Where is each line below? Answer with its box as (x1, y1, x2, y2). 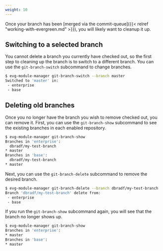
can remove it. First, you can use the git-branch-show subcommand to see (5, 119, 157, 125)
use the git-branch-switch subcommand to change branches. (5, 64, 132, 70)
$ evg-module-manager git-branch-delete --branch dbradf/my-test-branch (5, 186, 159, 191)
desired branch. (5, 176, 38, 182)
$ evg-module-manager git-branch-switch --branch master (5, 74, 125, 79)
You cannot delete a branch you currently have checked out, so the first (5, 53, 152, 59)
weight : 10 (5, 7, 28, 12)
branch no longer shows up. (5, 214, 63, 220)
